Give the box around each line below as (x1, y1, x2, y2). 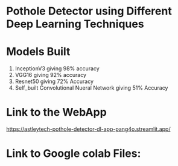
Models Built (6, 45, 71, 59)
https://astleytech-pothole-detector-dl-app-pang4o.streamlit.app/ (6, 125, 171, 133)
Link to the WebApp (6, 105, 107, 119)
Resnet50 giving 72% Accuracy (14, 78, 94, 85)
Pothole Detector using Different (6, 4, 172, 18)
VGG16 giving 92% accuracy (14, 71, 86, 79)
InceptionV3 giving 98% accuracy (14, 65, 100, 72)
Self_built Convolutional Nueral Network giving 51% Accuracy (14, 84, 168, 91)
